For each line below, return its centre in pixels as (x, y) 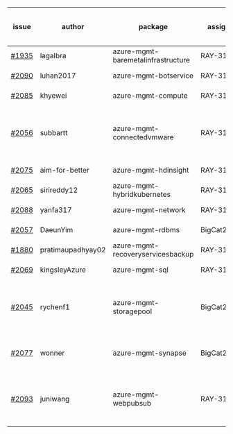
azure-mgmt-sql (140, 270)
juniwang (55, 399)
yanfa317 (56, 210)
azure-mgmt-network (149, 210)
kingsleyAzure (63, 270)
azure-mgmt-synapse (150, 353)
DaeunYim (57, 230)
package (153, 27)
